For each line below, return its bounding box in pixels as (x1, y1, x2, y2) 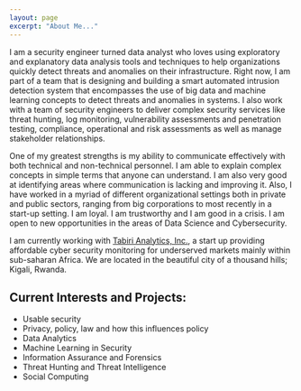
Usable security (22, 313, 81, 325)
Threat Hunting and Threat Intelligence (22, 362, 167, 373)
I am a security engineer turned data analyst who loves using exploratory (9, 46, 281, 57)
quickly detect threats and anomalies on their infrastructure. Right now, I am (9, 65, 291, 77)
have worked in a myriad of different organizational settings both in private (9, 189, 287, 200)
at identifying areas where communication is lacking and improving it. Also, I (9, 179, 293, 190)
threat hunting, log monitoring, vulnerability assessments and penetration (9, 114, 282, 125)
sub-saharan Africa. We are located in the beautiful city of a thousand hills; (9, 254, 288, 265)
